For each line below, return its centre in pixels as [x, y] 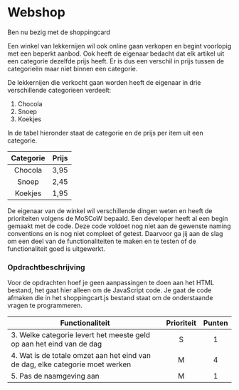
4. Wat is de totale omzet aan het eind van [81, 356]
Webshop [36, 12]
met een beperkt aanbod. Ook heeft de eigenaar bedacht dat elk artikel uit [116, 53]
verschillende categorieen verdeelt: [59, 90]
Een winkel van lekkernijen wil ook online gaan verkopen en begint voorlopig [119, 46]
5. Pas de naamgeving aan [55, 376]
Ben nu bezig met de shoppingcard [59, 32]
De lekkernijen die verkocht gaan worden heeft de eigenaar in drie [104, 82]
